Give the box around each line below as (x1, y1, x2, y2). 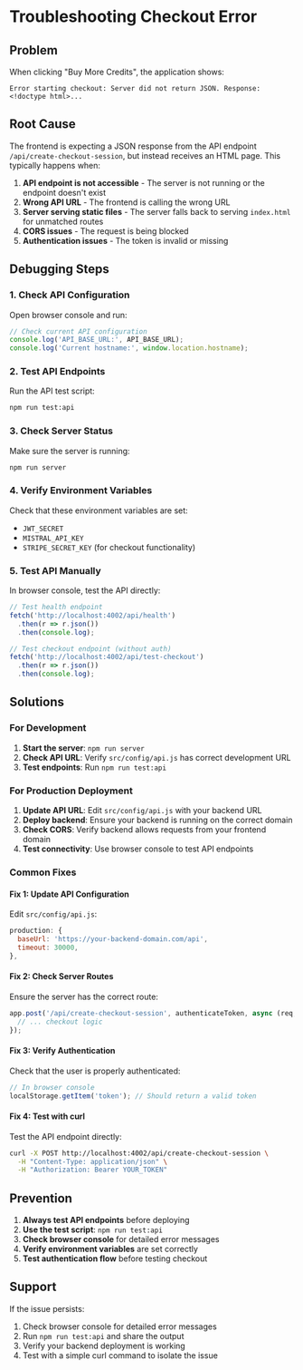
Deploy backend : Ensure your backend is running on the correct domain (22, 814, 293, 826)
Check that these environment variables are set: (9, 505, 188, 516)
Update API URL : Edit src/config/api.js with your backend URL (22, 805, 262, 816)
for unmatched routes (22, 216, 104, 227)
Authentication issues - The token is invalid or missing (22, 235, 229, 246)
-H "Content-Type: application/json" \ (17, 1157, 168, 1166)
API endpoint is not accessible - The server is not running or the (22, 177, 265, 188)
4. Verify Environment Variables (9, 484, 153, 497)
